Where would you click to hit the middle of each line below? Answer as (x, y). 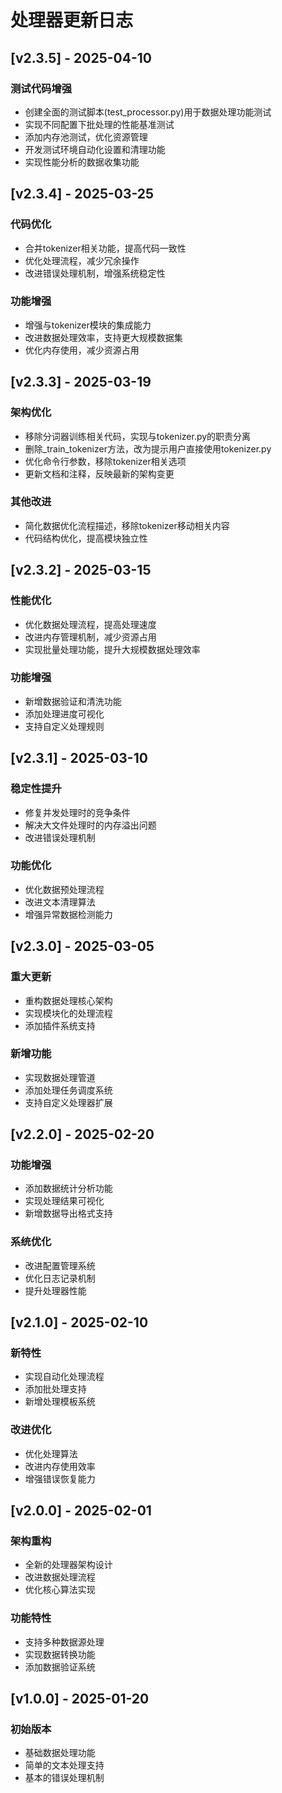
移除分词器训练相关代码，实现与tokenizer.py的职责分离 (138, 436)
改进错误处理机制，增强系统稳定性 (95, 273)
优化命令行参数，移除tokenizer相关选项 (105, 461)
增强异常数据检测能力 (68, 914)
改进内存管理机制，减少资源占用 (90, 637)
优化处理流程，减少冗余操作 (82, 260)
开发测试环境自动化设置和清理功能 (95, 149)
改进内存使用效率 (60, 1466)
